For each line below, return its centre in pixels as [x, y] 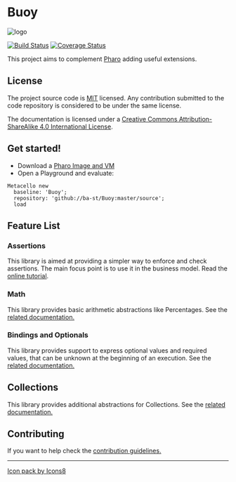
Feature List [34, 226]
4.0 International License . [77, 126]
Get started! [34, 149]
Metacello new [28, 186]
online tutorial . [28, 276]
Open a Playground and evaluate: [66, 173]
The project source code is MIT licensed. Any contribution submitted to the [116, 98]
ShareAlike [23, 126]
